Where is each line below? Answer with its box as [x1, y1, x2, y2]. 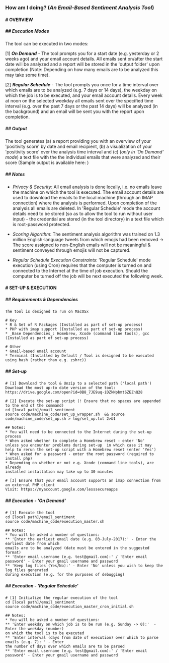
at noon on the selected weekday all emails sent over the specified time [5, 98, 153, 104]
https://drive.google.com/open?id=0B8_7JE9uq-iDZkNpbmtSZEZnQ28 [5, 390, 143, 395]
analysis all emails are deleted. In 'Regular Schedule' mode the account [12, 205, 160, 211]
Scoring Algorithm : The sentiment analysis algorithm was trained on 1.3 [12, 231, 160, 237]
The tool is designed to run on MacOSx [5, 309, 89, 314]
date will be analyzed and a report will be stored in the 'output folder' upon [5, 61, 160, 67]
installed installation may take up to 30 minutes [5, 469, 114, 474]
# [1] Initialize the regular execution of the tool [5, 595, 118, 600]
